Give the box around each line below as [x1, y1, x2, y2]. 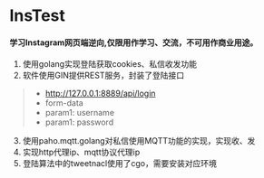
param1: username [44, 108, 115, 118]
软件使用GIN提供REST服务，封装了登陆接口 [22, 70, 184, 81]
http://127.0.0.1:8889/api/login [44, 88, 156, 99]
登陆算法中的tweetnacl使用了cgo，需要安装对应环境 [22, 158, 218, 169]
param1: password [44, 117, 114, 127]
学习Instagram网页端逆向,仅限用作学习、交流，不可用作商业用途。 [9, 37, 259, 48]
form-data [44, 98, 83, 108]
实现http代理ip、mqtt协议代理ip [22, 146, 141, 158]
